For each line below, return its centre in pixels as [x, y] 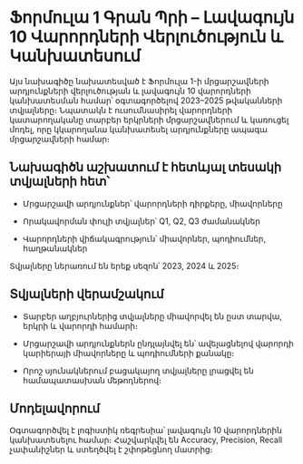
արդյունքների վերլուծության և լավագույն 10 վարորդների [130, 91]
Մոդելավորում [54, 408]
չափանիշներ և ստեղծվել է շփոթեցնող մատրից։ [111, 449]
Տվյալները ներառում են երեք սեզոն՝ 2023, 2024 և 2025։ [124, 266]
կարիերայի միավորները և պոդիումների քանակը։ [128, 353]
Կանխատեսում [75, 56]
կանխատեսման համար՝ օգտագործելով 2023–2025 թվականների [146, 100]
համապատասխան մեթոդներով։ [92, 380]
